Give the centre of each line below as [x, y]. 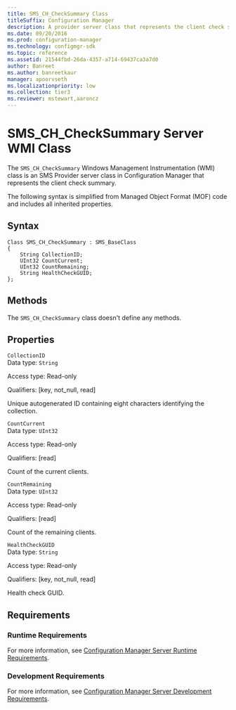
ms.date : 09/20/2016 [38, 33]
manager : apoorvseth [38, 79]
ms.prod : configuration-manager [54, 40]
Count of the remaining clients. [52, 532]
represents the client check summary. [62, 183]
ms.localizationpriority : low [52, 86]
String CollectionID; [51, 254]
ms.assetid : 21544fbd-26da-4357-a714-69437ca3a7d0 [83, 60]
